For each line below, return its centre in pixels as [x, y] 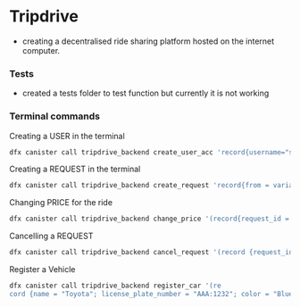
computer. [41, 50]
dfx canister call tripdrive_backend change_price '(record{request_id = [150, 219]
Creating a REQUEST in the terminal [75, 169]
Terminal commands [55, 116]
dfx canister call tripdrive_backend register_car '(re [115, 286]
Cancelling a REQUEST [51, 236]
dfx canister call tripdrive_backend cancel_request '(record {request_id [151, 253]
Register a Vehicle [42, 270]
